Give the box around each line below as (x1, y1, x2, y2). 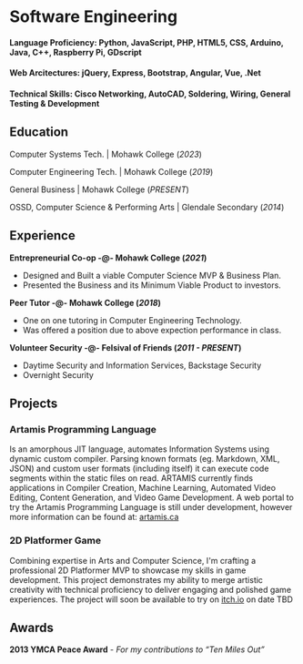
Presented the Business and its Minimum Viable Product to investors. (22, 280, 282, 291)
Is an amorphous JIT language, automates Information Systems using (9, 444, 270, 455)
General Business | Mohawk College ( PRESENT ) (9, 184, 189, 195)
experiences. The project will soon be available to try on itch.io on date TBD (9, 594, 294, 605)
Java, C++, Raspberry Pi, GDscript (9, 46, 143, 57)
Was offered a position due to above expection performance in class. (22, 324, 282, 335)
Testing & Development (9, 97, 100, 108)
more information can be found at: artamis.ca (9, 512, 179, 523)
